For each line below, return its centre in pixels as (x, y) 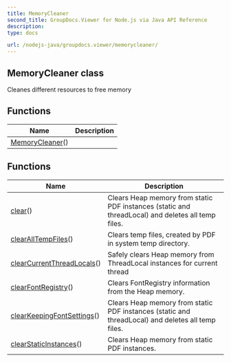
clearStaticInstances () (46, 343)
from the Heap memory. (146, 291)
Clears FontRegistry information (159, 283)
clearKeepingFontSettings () (55, 315)
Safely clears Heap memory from (161, 254)
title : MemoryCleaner (38, 13)
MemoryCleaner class (56, 73)
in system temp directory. (149, 243)
